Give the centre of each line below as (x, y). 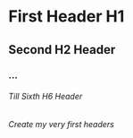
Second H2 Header (62, 50)
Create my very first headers (62, 124)
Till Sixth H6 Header (46, 97)
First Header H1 (66, 17)
